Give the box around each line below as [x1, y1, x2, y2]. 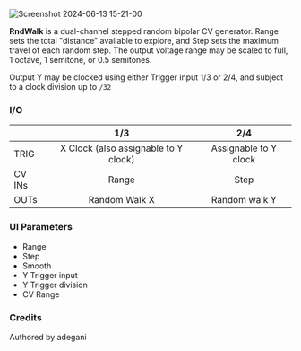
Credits [9, 311, 42, 323]
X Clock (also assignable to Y [59, 142, 184, 154]
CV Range [21, 288, 60, 300]
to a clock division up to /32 [9, 82, 112, 92]
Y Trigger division [21, 279, 88, 290]
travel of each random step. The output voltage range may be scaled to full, [9, 45, 288, 56]
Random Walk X [88, 194, 155, 206]
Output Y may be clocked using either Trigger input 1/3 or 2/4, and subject [9, 72, 284, 83]
